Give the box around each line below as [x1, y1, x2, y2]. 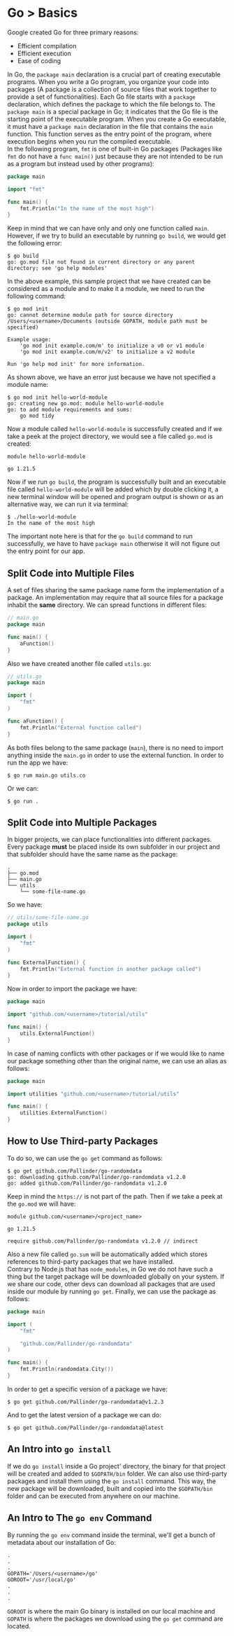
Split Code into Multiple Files [7, 567, 135, 579]
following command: [7, 292, 66, 301]
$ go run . [7, 798, 39, 805]
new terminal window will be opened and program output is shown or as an [7, 493, 224, 501]
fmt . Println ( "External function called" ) [20, 724, 142, 731]
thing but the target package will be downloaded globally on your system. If [7, 1272, 225, 1281]
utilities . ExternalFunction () [20, 1110, 108, 1117]
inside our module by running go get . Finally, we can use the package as [7, 1287, 217, 1295]
